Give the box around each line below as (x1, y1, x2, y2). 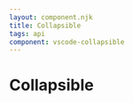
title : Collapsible (9, 21, 82, 30)
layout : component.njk (9, 12, 93, 22)
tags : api (9, 29, 46, 38)
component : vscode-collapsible (9, 37, 125, 47)
